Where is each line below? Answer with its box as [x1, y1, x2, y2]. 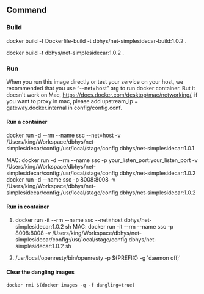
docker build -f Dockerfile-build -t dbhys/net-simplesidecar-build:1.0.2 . [6, 37, 187, 45]
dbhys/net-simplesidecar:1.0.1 [119, 145, 194, 152]
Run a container [6, 118, 48, 125]
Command [6, 5, 47, 15]
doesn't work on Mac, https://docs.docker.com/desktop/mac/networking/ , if [6, 91, 198, 98]
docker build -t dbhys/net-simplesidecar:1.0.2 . [6, 49, 124, 56]
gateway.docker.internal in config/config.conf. [6, 104, 122, 111]
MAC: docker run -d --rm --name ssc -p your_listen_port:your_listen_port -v [6, 156, 198, 164]
